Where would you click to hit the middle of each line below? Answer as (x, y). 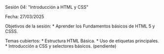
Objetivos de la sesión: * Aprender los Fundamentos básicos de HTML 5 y (80, 26)
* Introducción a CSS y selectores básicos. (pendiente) (61, 46)
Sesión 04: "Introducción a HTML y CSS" (47, 7)
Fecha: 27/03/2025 (25, 16)
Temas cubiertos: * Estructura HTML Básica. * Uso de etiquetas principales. (82, 41)
